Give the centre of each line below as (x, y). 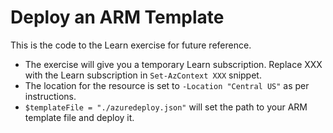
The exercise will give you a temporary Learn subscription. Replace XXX (173, 64)
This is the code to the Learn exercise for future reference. (131, 45)
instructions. (50, 96)
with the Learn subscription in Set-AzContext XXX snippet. (143, 75)
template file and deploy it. (79, 117)
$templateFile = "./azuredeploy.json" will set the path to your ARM (166, 107)
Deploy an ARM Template (117, 17)
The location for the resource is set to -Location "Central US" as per (167, 85)
